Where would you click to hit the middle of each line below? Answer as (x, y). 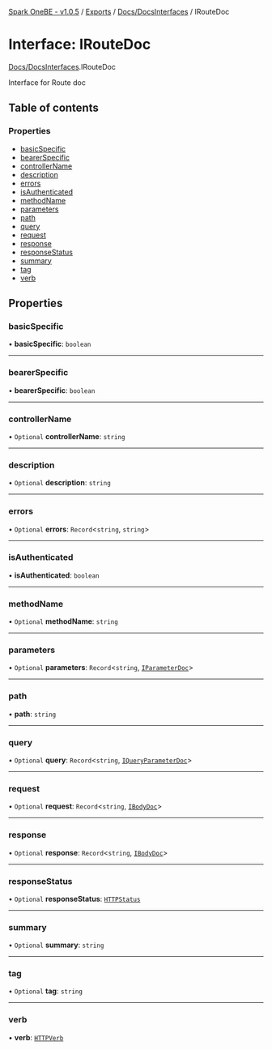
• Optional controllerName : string (67, 436)
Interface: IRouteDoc (80, 45)
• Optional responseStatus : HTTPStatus (74, 898)
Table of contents (53, 108)
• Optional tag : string (46, 991)
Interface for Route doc (47, 82)
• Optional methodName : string (64, 621)
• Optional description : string (59, 483)
